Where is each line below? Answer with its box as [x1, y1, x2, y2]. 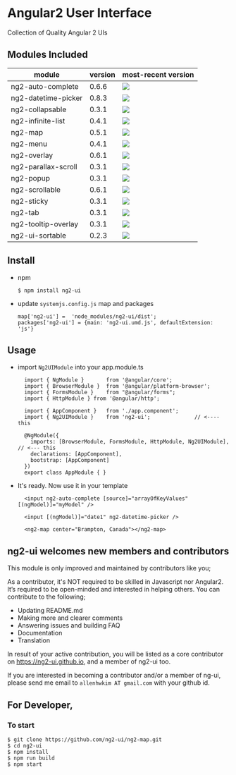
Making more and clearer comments [17, 614, 123, 622]
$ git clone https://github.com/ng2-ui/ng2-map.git [7, 736, 162, 743]
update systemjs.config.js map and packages [17, 299, 154, 307]
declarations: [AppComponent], [30, 451, 123, 458]
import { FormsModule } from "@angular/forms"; [24, 389, 176, 396]
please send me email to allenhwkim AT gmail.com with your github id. [7, 678, 210, 687]
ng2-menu [11, 139, 48, 149]
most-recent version [122, 69, 194, 79]
